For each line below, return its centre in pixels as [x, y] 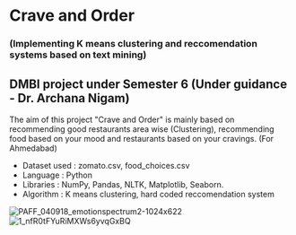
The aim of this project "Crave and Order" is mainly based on [122, 119]
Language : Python [57, 175]
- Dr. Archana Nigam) [70, 98]
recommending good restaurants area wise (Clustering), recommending [142, 129]
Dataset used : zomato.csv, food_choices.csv [106, 165]
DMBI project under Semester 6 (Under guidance [148, 84]
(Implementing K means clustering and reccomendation [134, 44]
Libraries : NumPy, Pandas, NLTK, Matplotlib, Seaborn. [123, 184]
